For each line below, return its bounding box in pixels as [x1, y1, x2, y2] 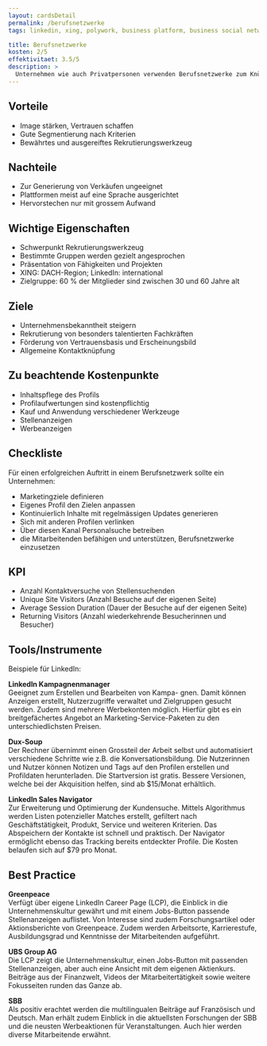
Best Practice [8, 868, 76, 882]
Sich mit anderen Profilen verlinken [19, 517, 135, 527]
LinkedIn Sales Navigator [8, 795, 93, 805]
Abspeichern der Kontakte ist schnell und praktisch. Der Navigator [8, 828, 225, 838]
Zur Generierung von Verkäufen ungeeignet [19, 182, 163, 191]
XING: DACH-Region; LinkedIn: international [19, 268, 164, 278]
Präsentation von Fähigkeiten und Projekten [19, 260, 163, 269]
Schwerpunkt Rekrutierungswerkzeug [19, 243, 145, 253]
